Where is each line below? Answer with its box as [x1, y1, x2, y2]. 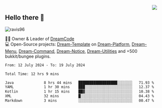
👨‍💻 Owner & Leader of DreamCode [5, 36, 75, 42]
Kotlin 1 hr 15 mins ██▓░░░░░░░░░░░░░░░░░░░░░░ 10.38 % [5, 89, 154, 94]
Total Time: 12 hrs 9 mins [5, 71, 59, 77]
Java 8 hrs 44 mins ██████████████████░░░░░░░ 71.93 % [5, 80, 154, 85]
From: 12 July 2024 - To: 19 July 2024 [5, 62, 85, 67]
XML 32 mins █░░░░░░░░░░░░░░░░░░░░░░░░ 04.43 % [5, 94, 154, 99]
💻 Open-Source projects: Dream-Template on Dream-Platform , [5, 41, 131, 47]
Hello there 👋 [5, 14, 45, 22]
